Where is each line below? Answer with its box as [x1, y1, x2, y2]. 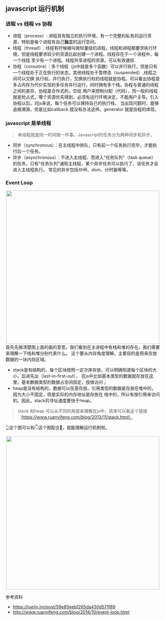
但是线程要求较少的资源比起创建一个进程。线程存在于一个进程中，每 [21, 51, 159, 57]
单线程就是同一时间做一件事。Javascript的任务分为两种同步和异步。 [17, 131, 155, 137]
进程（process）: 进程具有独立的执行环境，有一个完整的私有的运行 [12, 32, 147, 38]
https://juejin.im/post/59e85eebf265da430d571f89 [12, 604, 116, 610]
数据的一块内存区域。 [5, 357, 48, 362]
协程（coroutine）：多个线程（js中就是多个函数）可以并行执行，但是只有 [12, 63, 158, 69]
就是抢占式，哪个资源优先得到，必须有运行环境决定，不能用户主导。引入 [12, 94, 159, 100]
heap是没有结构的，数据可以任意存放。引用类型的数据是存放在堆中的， [12, 386, 156, 391]
